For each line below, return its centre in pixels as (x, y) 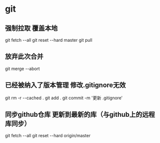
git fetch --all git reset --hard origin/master (48, 136)
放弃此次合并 (24, 57)
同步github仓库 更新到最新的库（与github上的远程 (80, 115)
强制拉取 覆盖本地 (31, 28)
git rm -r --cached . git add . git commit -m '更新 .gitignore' (64, 98)
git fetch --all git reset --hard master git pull (49, 40)
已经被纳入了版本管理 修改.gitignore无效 (65, 85)
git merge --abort (23, 69)
